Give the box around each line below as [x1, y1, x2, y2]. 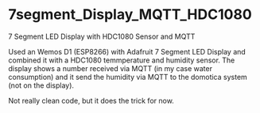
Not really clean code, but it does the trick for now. [8, 96, 175, 105]
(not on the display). [8, 81, 74, 90]
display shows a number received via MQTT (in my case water [8, 63, 213, 73]
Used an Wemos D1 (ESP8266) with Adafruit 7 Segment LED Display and [8, 47, 246, 56]
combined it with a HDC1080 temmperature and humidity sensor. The [8, 55, 235, 65]
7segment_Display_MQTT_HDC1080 [8, 6, 252, 24]
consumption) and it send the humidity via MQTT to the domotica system [8, 72, 248, 81]
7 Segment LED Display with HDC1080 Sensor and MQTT [8, 32, 196, 41]
